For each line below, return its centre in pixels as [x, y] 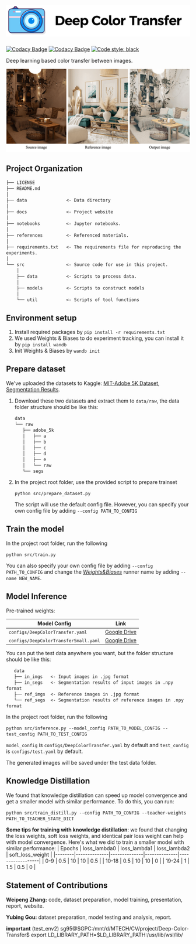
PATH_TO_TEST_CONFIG [62, 734]
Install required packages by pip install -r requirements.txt [90, 332]
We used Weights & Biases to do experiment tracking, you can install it [99, 338]
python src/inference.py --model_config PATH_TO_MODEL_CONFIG [83, 728]
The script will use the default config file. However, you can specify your [101, 504]
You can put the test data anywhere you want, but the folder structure [90, 653]
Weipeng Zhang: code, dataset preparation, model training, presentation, [94, 899]
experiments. [22, 253]
